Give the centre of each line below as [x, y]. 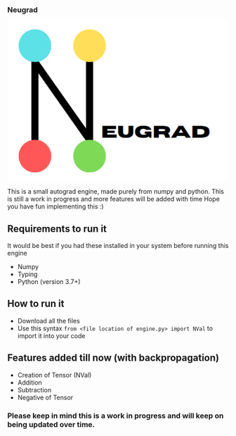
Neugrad [22, 10]
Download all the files [49, 320]
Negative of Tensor [45, 397]
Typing [27, 274]
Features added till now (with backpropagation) [113, 358]
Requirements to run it [57, 229]
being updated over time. [51, 424]
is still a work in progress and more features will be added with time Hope [113, 199]
